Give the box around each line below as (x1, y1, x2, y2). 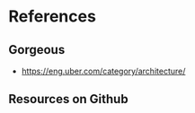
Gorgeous (8, 42, 66, 57)
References (8, 6, 96, 27)
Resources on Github (8, 91, 129, 107)
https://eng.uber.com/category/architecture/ (21, 65, 186, 76)
